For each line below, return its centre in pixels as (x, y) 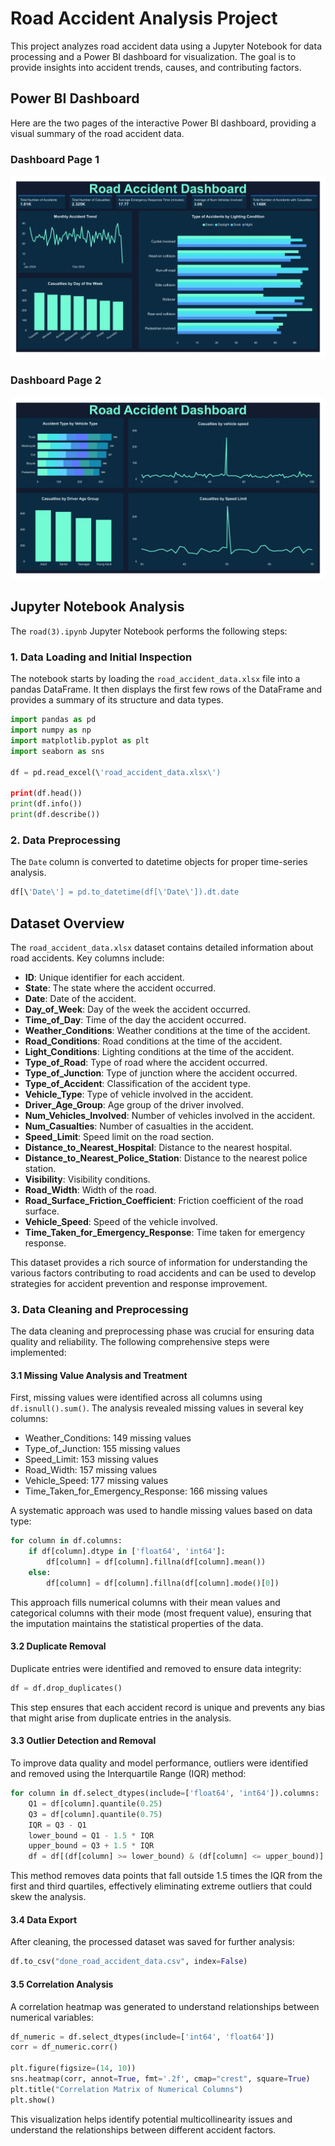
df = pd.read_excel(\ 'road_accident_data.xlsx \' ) (116, 772)
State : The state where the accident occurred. (120, 988)
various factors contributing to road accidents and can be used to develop (163, 1273)
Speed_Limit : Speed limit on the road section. (119, 1136)
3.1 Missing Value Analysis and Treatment (99, 1375)
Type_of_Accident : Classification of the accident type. (138, 1083)
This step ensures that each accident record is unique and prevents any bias (168, 1707)
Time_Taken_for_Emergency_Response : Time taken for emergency (165, 1232)
